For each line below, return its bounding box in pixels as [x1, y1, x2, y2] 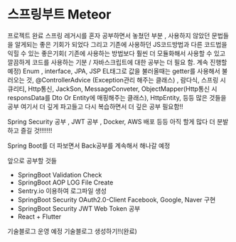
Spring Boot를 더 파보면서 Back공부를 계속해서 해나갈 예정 [7, 141, 171, 150]
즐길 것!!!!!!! [20, 126, 53, 135]
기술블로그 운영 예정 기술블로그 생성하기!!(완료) [7, 226, 137, 235]
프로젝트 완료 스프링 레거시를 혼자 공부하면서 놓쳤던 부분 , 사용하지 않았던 [7, 31, 210, 40]
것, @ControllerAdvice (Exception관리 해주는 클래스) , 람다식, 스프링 [26, 75, 219, 84]
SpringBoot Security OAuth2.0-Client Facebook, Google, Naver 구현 [17, 195, 216, 204]
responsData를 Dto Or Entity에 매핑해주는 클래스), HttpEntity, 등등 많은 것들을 [7, 93, 227, 101]
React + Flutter [17, 212, 62, 221]
